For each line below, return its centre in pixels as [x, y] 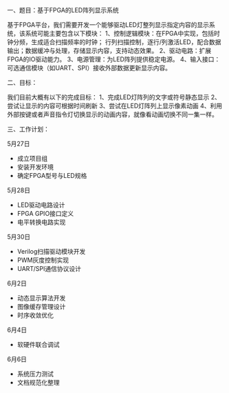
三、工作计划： [28, 129]
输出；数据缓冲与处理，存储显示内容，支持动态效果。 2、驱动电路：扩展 [109, 51]
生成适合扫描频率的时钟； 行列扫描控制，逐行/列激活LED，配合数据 [126, 42]
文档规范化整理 [38, 382]
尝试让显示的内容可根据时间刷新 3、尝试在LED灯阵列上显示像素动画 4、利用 [115, 106]
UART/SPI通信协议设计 [49, 269]
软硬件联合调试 [38, 344]
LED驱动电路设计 [41, 205]
